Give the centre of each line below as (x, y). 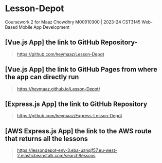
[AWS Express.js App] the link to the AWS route (78, 131)
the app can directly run (42, 77)
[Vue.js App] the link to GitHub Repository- (71, 43)
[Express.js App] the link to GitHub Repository (76, 104)
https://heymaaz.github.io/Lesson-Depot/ (59, 89)
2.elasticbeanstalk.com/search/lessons (56, 156)
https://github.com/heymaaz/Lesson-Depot (61, 54)
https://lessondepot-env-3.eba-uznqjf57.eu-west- (67, 150)
